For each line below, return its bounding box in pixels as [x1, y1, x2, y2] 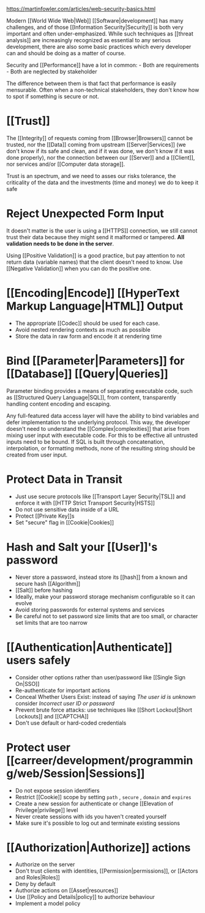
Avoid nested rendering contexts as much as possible [15, 326, 151, 333]
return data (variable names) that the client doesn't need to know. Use [6, 258, 183, 266]
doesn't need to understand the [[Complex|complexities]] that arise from [6, 425, 190, 432]
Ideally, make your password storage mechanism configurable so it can [15, 593, 195, 600]
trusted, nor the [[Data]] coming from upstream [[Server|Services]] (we [6, 141, 187, 148]
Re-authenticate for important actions [15, 687, 110, 694]
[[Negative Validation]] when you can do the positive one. [6, 264, 152, 272]
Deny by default [15, 881, 56, 888]
